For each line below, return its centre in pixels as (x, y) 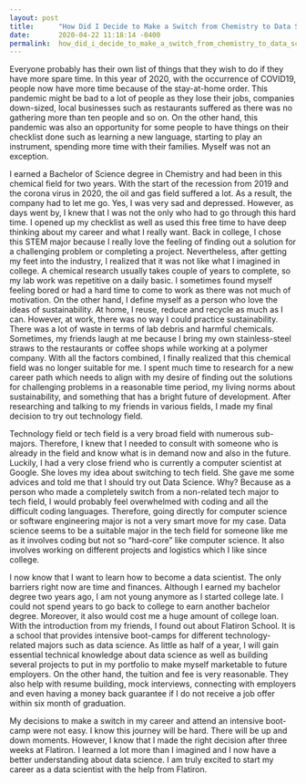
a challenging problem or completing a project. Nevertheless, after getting (148, 252)
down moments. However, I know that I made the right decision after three (148, 740)
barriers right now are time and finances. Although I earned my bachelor (145, 587)
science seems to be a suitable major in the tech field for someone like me (149, 531)
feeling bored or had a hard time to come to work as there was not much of (150, 290)
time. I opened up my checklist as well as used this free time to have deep (148, 222)
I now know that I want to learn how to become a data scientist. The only (146, 578)
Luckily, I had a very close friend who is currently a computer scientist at (146, 463)
